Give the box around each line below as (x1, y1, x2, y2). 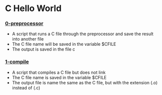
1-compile (5, 58, 29, 65)
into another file (12, 36, 44, 42)
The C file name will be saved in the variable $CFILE (12, 41, 116, 47)
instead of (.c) (12, 85, 40, 91)
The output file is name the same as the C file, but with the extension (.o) (12, 80, 158, 85)
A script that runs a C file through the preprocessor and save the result (12, 31, 154, 37)
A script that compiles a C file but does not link (12, 69, 106, 75)
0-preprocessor (5, 20, 44, 27)
